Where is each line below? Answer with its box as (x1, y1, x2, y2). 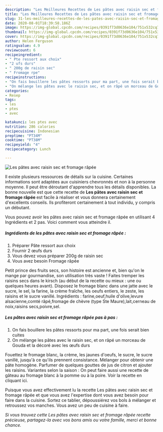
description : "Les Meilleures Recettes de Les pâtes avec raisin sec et (5, 7, 155, 12)
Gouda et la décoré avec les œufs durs (12, 342, 90, 348)
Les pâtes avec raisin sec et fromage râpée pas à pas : (5, 315, 118, 320)
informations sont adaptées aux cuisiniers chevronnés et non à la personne (5, 179, 156, 184)
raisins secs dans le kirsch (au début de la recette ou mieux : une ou (5, 278, 142, 283)
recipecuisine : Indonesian (5, 129, 60, 133)
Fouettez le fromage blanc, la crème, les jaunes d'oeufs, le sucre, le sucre (5, 351, 153, 357)
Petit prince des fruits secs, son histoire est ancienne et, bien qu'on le (5, 267, 145, 273)
